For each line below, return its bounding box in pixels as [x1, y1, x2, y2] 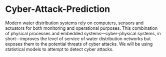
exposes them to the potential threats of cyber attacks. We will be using [5, 41, 153, 47]
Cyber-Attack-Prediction [5, 3, 110, 15]
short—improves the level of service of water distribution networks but [5, 36, 151, 42]
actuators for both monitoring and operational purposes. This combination [5, 25, 158, 31]
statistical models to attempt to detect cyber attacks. [5, 46, 114, 52]
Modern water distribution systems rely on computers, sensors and [5, 20, 144, 26]
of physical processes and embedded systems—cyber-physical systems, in [5, 30, 161, 36]
